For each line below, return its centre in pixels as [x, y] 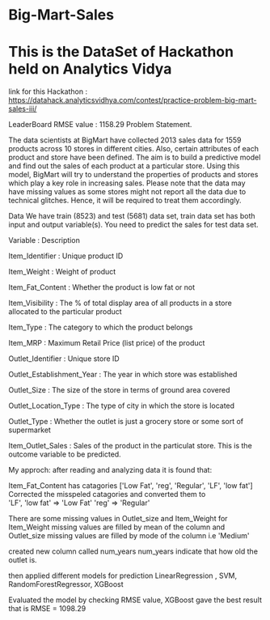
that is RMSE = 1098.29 [47, 609]
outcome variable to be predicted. [65, 454]
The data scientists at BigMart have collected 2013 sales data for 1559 [125, 140]
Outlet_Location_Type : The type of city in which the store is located [122, 406]
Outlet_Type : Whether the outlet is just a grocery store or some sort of [126, 422]
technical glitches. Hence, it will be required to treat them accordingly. [125, 201]
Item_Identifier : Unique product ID [66, 256]
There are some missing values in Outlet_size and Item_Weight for [118, 519]
